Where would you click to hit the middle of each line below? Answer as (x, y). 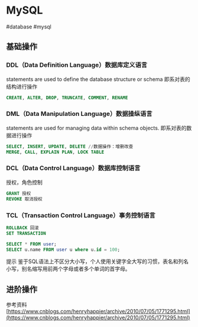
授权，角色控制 (24, 182)
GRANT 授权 (19, 193)
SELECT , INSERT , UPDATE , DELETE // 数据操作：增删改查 (70, 146)
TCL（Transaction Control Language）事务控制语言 (81, 215)
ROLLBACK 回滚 (23, 228)
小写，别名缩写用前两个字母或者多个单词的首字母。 (68, 269)
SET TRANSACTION (26, 233)
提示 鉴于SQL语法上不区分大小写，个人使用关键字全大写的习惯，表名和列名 (98, 261)
